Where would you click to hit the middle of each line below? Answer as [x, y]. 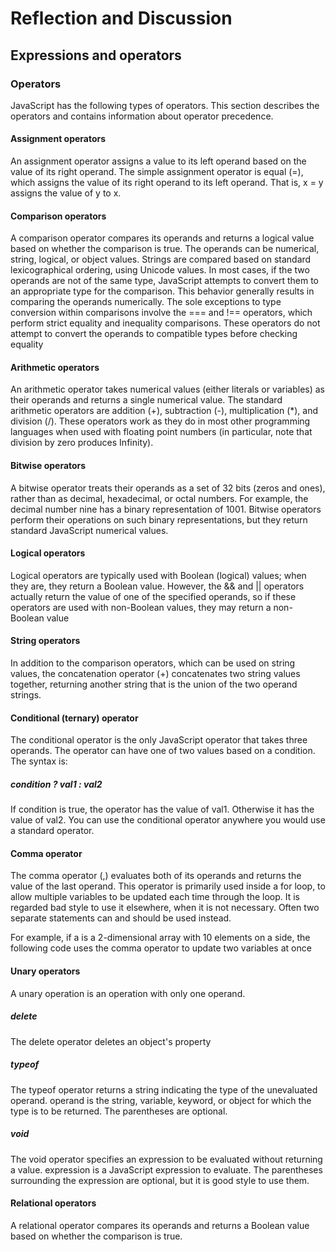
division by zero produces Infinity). [82, 443]
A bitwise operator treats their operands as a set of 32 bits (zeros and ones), [168, 488]
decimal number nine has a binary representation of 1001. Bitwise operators [166, 509]
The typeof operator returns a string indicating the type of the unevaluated [164, 1089]
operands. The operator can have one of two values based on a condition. [163, 751]
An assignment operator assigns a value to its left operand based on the [158, 161]
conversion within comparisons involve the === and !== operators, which [161, 313]
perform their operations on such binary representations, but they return [159, 519]
